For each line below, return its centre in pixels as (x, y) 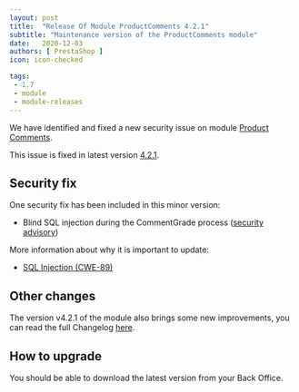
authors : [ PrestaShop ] (56, 52)
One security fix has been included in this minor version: (115, 205)
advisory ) (40, 232)
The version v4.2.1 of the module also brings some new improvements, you (149, 318)
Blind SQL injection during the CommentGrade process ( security (143, 222)
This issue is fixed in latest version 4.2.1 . (85, 154)
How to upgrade (56, 356)
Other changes (53, 296)
